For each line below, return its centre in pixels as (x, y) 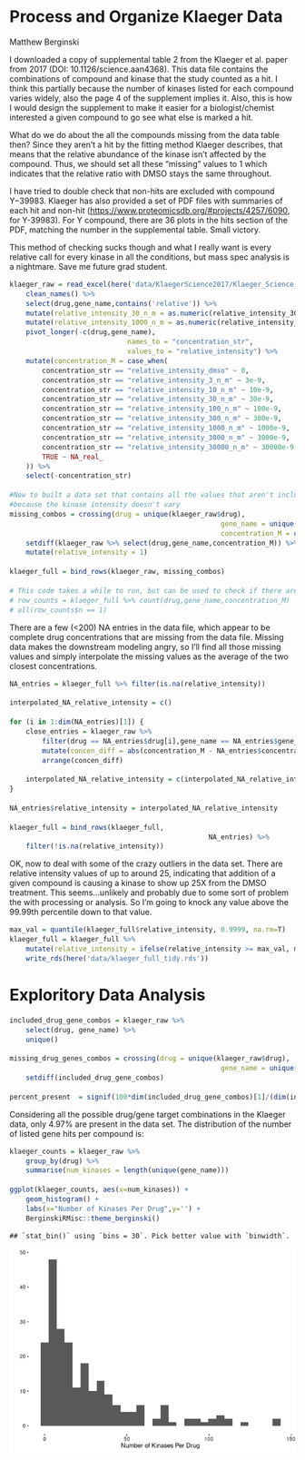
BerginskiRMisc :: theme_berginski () (93, 1218)
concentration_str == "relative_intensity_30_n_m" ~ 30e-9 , (158, 400)
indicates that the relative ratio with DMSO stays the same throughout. (141, 173)
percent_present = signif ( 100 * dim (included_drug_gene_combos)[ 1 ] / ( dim (148, 1097)
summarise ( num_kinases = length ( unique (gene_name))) (128, 1170)
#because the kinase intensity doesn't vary (95, 505)
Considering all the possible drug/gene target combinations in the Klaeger (148, 1114)
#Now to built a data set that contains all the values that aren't (142, 495)
